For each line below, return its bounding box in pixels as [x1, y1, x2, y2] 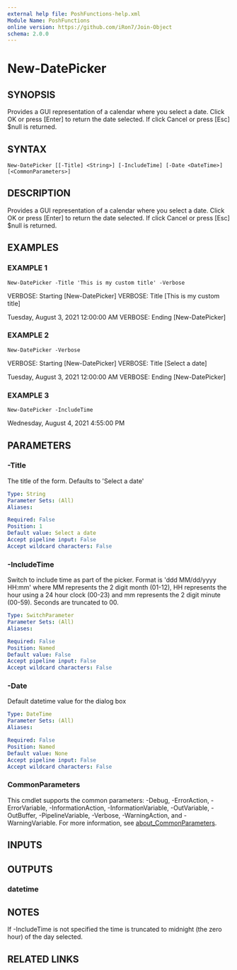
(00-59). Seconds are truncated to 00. [7, 598, 119, 607]
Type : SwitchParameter [7, 612, 74, 619]
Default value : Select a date [7, 529, 97, 537]
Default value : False [7, 651, 71, 658]
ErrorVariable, [7, 803, 48, 812]
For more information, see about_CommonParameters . [59, 818, 217, 827]
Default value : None [7, 750, 69, 757]
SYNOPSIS [7, 89, 56, 101]
